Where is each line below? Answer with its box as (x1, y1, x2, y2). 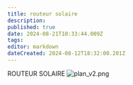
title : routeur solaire (7, 10, 78, 18)
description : (7, 17, 46, 24)
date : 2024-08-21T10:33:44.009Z (7, 30, 103, 38)
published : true (7, 23, 55, 30)
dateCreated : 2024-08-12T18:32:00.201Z (7, 50, 126, 57)
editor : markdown (7, 43, 59, 50)
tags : (7, 37, 23, 44)
